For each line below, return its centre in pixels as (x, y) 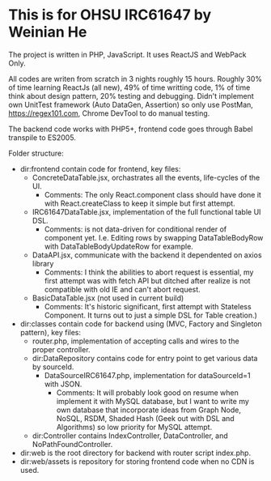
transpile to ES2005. (42, 137)
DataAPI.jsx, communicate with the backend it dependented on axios (147, 255)
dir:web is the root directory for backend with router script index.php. (135, 453)
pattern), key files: (51, 332)
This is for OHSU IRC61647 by (110, 15)
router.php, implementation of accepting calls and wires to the (136, 341)
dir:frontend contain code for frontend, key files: (100, 168)
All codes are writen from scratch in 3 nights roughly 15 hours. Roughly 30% (135, 79)
